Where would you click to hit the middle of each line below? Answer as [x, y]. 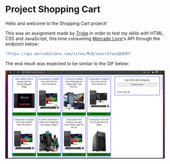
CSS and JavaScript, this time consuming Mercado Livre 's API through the [83, 38]
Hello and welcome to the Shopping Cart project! [56, 23]
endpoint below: [22, 44]
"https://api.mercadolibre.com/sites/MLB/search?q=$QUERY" [69, 54]
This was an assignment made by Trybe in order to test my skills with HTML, [85, 33]
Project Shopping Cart [53, 9]
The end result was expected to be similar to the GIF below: [67, 63]
